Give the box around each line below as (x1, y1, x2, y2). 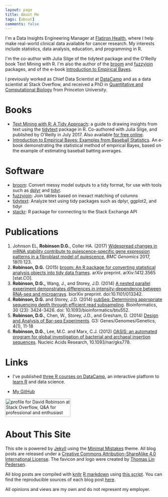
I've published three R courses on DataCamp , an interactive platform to (12, 373, 159, 379)
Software (5, 165, 44, 177)
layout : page (5, 7, 33, 13)
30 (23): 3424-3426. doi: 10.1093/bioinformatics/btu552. (12, 307, 130, 313)
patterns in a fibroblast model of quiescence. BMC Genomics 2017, (12, 254, 150, 260)
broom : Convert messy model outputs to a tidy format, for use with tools (12, 182, 162, 188)
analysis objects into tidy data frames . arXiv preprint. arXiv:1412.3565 (12, 270, 156, 276)
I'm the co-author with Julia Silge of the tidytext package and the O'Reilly (5, 56, 156, 62)
